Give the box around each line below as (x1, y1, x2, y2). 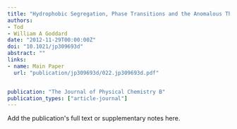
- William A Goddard (7, 30, 68, 37)
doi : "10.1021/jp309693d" (7, 43, 83, 50)
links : (7, 56, 27, 63)
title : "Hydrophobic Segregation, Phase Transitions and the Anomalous (7, 10, 222, 18)
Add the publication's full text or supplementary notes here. (7, 114, 181, 123)
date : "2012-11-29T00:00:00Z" (7, 37, 97, 44)
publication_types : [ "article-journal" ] (7, 94, 128, 102)
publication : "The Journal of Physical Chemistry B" (7, 88, 166, 95)
